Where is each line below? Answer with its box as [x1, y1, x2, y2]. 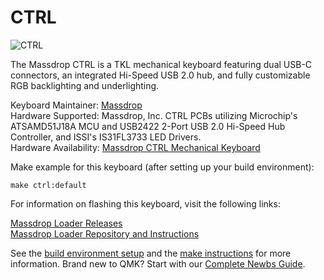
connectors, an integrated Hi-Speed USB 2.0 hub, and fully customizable [10, 69, 311, 81]
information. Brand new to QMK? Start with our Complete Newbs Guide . [10, 257, 306, 270]
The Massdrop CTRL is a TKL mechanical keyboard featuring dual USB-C [10, 58, 313, 70]
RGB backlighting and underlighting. [10, 79, 160, 91]
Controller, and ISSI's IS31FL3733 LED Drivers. [10, 131, 202, 143]
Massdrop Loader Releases [10, 217, 123, 229]
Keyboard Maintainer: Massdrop [10, 99, 143, 111]
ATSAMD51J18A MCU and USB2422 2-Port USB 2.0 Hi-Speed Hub [10, 120, 286, 132]
